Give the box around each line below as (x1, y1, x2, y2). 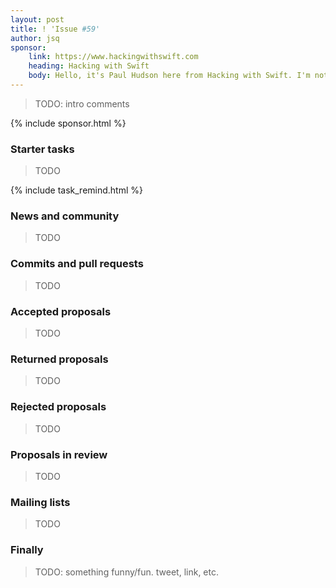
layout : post (10, 14, 65, 25)
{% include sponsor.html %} (10, 117, 127, 129)
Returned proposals (10, 352, 109, 366)
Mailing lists (10, 495, 71, 509)
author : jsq (10, 33, 60, 43)
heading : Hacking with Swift (28, 61, 150, 71)
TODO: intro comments (34, 97, 130, 110)
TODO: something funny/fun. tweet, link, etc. (34, 566, 219, 578)
